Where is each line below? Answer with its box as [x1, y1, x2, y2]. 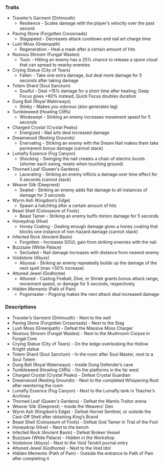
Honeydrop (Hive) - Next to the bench [12, 424, 89, 430]
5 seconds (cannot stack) [19, 177, 71, 182]
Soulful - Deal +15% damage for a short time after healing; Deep [19, 88, 149, 94]
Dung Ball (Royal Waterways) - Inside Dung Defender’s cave [12, 362, 134, 367]
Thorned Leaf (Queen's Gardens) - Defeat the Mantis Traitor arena [12, 398, 147, 404]
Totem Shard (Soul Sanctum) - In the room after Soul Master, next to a [12, 351, 153, 357]
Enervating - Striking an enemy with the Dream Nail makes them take [19, 140, 159, 146]
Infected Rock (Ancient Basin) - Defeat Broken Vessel [12, 429, 120, 435]
